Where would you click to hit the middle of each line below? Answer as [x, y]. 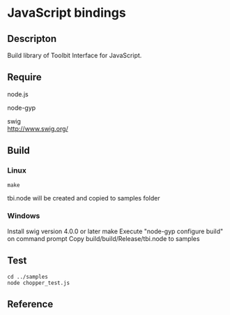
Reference [30, 304]
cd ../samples [28, 277]
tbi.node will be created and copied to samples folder [84, 198]
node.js [18, 94]
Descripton [32, 39]
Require [24, 77]
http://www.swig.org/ [38, 129]
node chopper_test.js [39, 283]
